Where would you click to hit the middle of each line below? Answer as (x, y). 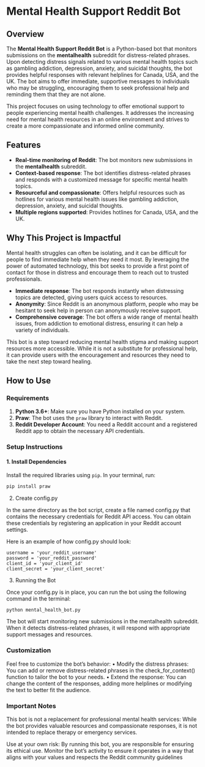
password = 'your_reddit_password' (52, 558)
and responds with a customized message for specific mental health (101, 179)
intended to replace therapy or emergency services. (72, 732)
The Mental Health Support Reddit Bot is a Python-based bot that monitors (102, 49)
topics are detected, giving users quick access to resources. (91, 297)
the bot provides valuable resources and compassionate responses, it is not (102, 725)
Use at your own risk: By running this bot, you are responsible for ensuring (100, 744)
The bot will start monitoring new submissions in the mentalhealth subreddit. (103, 621)
